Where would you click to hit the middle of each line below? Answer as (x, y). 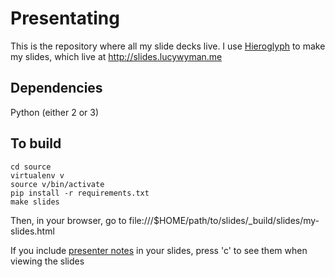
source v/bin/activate (57, 184)
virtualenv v (37, 175)
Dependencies (56, 88)
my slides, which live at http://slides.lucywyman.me (116, 56)
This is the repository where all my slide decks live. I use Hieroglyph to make (168, 46)
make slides (35, 202)
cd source (31, 167)
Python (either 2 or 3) (55, 112)
